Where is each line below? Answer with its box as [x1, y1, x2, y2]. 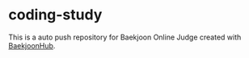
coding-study [8, 6, 103, 24]
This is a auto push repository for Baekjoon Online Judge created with [8, 32, 242, 42]
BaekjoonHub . [8, 40, 56, 50]
